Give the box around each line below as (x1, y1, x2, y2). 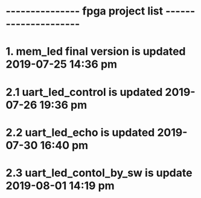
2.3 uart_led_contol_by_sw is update (5, 166, 193, 179)
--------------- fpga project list (5, 4, 164, 18)
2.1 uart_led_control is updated (5, 85, 163, 99)
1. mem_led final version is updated (5, 45, 186, 59)
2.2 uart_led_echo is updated (5, 126, 155, 139)
